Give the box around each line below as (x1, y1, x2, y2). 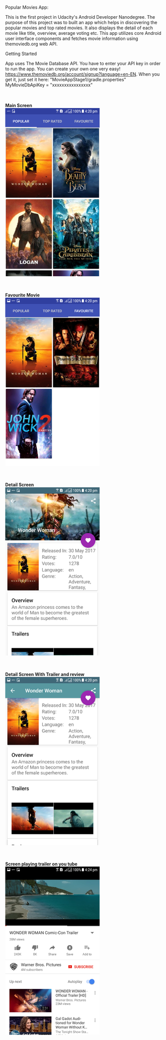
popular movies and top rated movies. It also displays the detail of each (5, 25, 153, 31)
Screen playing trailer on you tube (5, 861, 78, 867)
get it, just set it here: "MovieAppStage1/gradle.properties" (5, 77, 127, 82)
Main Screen (5, 102, 33, 108)
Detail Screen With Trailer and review (5, 671, 85, 677)
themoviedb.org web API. (5, 41, 58, 47)
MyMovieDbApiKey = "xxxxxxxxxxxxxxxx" (5, 82, 93, 88)
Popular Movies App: (5, 5, 49, 10)
